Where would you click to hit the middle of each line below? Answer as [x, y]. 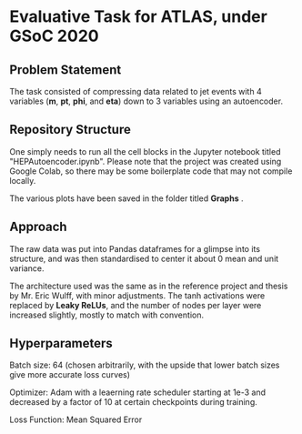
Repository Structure [70, 130]
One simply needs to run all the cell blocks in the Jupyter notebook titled [145, 151]
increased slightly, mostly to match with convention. [107, 315]
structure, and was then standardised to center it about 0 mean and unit [144, 258]
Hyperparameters [61, 343]
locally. [23, 180]
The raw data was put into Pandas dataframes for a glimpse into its [135, 248]
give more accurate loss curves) [70, 375]
